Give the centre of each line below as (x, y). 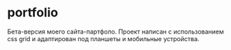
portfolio (33, 13)
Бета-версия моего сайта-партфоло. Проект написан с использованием (116, 32)
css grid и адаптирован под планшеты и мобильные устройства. (104, 38)
